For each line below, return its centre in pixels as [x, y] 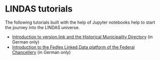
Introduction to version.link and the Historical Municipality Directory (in [82, 37]
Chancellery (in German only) [41, 52]
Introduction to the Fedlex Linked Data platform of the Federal [73, 47]
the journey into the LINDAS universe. [42, 27]
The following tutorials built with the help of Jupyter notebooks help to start [80, 22]
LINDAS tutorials [39, 9]
